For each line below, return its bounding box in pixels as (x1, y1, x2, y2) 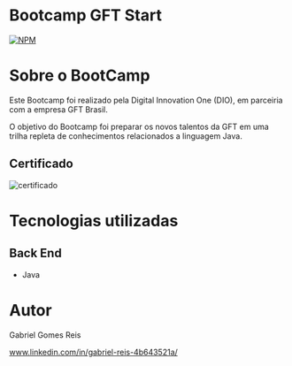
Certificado (9, 156, 73, 172)
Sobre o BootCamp (9, 65, 150, 86)
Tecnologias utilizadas (9, 210, 179, 231)
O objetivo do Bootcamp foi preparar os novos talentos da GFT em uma (9, 121, 270, 132)
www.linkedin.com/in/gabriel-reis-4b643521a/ (9, 347, 179, 357)
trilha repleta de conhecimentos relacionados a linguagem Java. (9, 130, 243, 141)
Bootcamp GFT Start (9, 5, 162, 26)
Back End (9, 246, 62, 261)
